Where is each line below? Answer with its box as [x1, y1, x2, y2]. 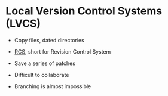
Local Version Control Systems [5, 4, 163, 18]
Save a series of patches [14, 60, 76, 67]
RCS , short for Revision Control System [14, 48, 111, 55]
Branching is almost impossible [14, 82, 91, 90]
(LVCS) [5, 17, 41, 30]
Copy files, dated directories [14, 36, 84, 44]
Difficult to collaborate [14, 71, 69, 78]
